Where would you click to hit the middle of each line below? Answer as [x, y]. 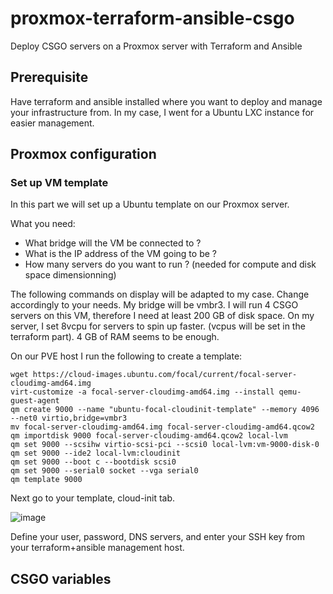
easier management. [52, 123]
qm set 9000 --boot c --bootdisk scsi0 [93, 462]
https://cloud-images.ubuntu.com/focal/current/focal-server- [165, 375]
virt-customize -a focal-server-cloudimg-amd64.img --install [142, 392]
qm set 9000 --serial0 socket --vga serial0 [104, 471]
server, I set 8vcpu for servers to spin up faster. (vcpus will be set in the [158, 326]
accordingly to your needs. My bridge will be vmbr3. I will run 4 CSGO [154, 305]
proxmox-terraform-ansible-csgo [152, 18]
